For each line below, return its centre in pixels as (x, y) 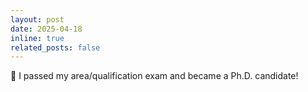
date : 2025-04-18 (46, 29)
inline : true (37, 38)
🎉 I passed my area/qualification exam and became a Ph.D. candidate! (154, 76)
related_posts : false (55, 47)
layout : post (37, 19)
